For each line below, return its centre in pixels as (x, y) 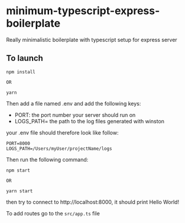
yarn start (20, 191)
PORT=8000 (18, 143)
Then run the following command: (47, 159)
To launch (25, 58)
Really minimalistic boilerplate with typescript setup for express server (92, 40)
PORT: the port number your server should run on (75, 115)
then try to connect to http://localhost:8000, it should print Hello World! (92, 202)
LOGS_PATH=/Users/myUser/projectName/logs (59, 149)
